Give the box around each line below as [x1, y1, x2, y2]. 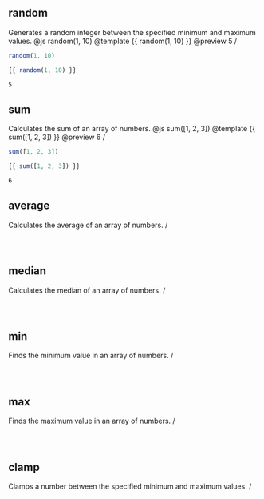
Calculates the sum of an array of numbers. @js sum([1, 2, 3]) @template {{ [8, 124, 256, 134]
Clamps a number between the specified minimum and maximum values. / [8, 481, 252, 491]
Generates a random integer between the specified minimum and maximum [8, 27, 257, 37]
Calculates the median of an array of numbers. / [8, 285, 166, 295]
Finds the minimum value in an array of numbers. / [8, 351, 174, 361]
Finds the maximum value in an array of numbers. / [8, 416, 175, 426]
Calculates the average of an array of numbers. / [8, 220, 168, 230]
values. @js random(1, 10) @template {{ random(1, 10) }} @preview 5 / [8, 36, 238, 46]
